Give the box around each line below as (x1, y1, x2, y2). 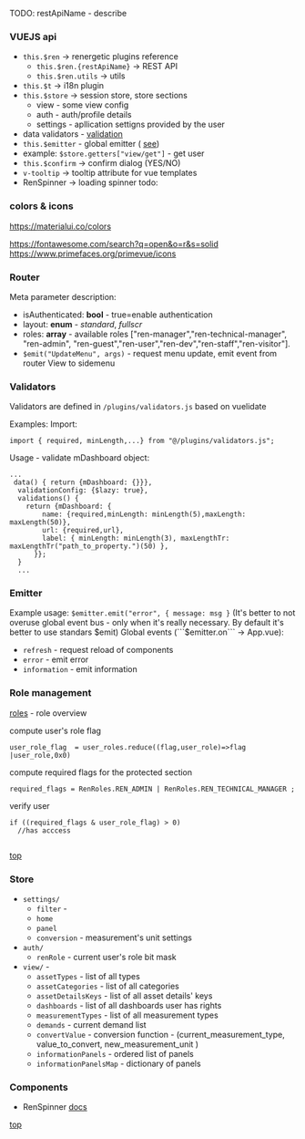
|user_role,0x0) (9, 751, 71, 760)
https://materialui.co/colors (9, 221, 112, 232)
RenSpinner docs (22, 1102, 88, 1113)
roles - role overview (9, 707, 87, 719)
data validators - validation (22, 129, 123, 140)
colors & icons (9, 200, 75, 212)
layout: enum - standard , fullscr (22, 318, 143, 329)
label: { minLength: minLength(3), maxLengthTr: (42, 533, 230, 544)
